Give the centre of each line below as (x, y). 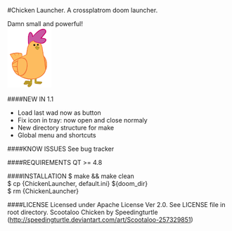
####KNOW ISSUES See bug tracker (61, 149)
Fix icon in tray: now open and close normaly (82, 120)
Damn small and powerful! (45, 24)
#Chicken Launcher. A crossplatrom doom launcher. (83, 10)
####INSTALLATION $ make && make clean (71, 176)
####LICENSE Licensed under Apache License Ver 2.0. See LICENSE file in (116, 205)
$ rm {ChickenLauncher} (43, 191)
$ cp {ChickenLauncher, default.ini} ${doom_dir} (78, 183)
